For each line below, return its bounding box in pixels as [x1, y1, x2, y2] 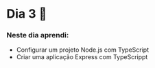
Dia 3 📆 [6, 6, 47, 22]
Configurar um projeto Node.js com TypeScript [16, 46, 149, 54]
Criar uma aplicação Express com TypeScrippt [16, 53, 148, 61]
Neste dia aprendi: [6, 31, 69, 40]
